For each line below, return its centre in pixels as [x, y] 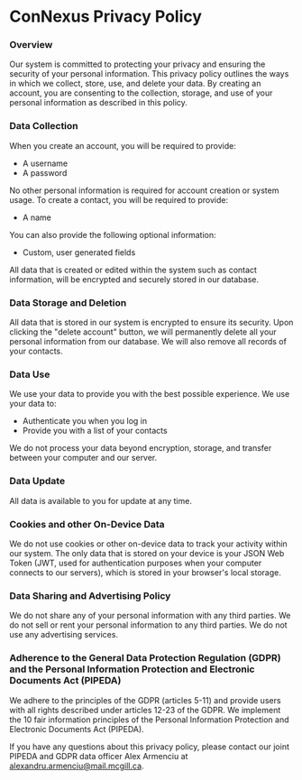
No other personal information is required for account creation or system [144, 190]
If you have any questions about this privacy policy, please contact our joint [150, 747]
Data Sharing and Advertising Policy [90, 595]
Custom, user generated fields [79, 252]
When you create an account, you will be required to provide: [123, 145]
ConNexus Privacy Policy [106, 17]
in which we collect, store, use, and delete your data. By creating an [135, 84]
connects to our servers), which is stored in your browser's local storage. [145, 572]
